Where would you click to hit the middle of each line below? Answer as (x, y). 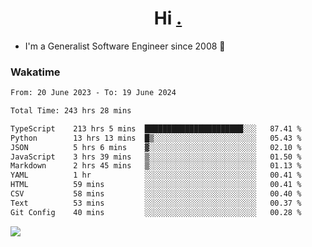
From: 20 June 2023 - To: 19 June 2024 (93, 93)
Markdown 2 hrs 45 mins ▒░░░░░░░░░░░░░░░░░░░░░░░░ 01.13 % (156, 166)
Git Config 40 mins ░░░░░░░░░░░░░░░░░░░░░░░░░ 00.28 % (156, 212)
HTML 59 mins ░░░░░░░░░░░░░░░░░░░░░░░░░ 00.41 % (156, 185)
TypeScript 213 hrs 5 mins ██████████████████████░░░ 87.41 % (156, 128)
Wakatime (35, 72)
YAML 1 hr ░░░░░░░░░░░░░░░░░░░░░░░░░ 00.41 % (156, 175)
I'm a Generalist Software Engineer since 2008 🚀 (125, 46)
